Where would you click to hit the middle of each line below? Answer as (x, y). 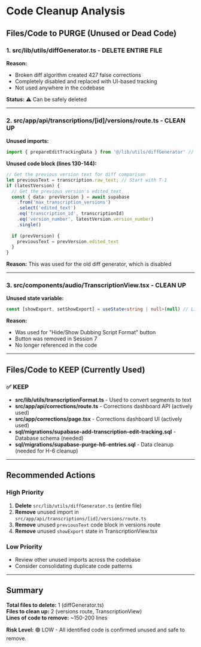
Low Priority (25, 546)
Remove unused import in (47, 512)
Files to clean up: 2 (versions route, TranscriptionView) (74, 611)
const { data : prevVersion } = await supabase (71, 197)
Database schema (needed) (49, 438)
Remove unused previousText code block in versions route (88, 525)
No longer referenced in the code (56, 345)
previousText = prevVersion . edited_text (68, 241)
